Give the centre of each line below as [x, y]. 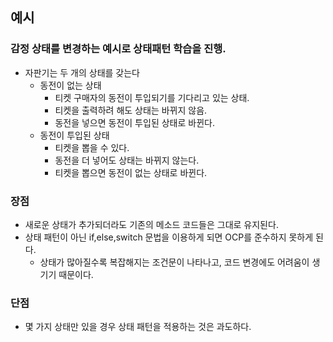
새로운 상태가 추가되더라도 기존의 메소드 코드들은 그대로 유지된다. [151, 224]
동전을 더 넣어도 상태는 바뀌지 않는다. [127, 160]
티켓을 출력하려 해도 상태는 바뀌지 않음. [131, 110]
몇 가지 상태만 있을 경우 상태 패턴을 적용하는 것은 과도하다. [138, 327]
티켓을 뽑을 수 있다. [92, 147]
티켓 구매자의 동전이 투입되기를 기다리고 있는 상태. [152, 97]
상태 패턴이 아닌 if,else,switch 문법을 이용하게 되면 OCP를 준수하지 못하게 [169, 237]
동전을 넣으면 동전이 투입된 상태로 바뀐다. [134, 122]
